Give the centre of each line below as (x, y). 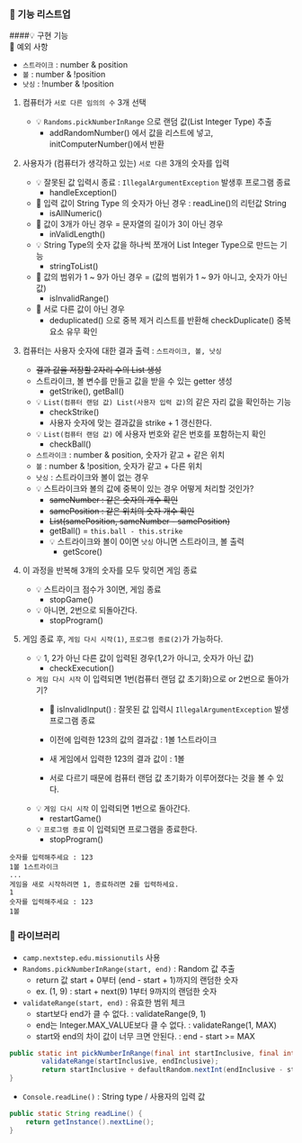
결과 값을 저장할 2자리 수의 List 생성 (98, 370)
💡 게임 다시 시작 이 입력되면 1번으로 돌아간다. (113, 809)
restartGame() (75, 819)
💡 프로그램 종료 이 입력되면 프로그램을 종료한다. (116, 830)
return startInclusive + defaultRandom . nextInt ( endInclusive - (162, 1070)
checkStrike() (74, 413)
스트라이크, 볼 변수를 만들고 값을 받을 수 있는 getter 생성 (134, 381)
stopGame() (71, 600)
